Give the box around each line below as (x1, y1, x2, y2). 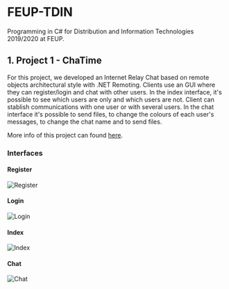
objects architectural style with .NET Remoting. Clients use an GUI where (7, 81, 216, 89)
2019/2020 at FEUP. (7, 34, 65, 42)
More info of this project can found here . (7, 131, 124, 139)
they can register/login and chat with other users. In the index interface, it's (7, 88, 222, 96)
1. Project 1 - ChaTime (7, 55, 102, 67)
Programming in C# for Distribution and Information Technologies (7, 27, 194, 35)
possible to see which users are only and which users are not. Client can (7, 95, 215, 104)
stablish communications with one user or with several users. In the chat (7, 102, 214, 111)
